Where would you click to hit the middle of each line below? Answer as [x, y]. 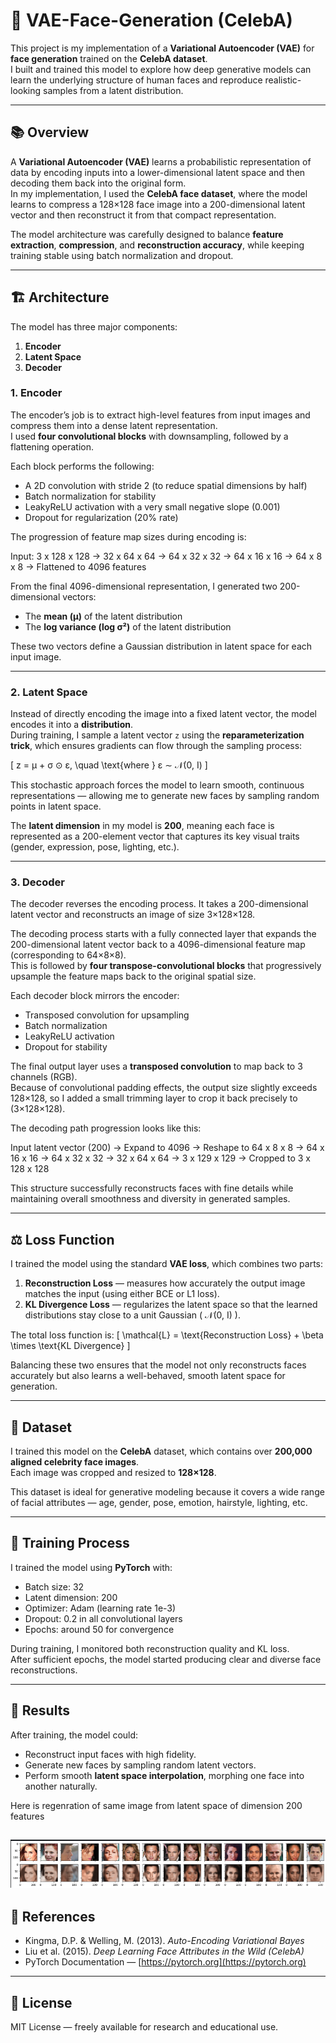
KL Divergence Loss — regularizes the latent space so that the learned [171, 1305]
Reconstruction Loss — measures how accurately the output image [165, 1283]
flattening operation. [52, 446]
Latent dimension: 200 [71, 1597]
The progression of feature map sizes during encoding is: [128, 536]
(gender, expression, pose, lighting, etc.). [95, 847]
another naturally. [61, 1786]
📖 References [53, 1917]
